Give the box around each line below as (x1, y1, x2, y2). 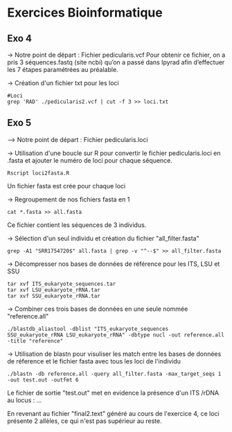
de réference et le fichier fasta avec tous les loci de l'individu (7, 357, 181, 365)
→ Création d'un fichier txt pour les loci (7, 79, 119, 87)
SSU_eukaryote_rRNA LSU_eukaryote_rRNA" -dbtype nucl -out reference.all (7, 331, 225, 339)
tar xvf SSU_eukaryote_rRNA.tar (7, 292, 100, 299)
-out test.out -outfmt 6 (7, 376, 79, 384)
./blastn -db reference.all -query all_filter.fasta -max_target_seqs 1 (7, 370, 222, 377)
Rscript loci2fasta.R (7, 170, 70, 177)
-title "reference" (7, 337, 64, 344)
